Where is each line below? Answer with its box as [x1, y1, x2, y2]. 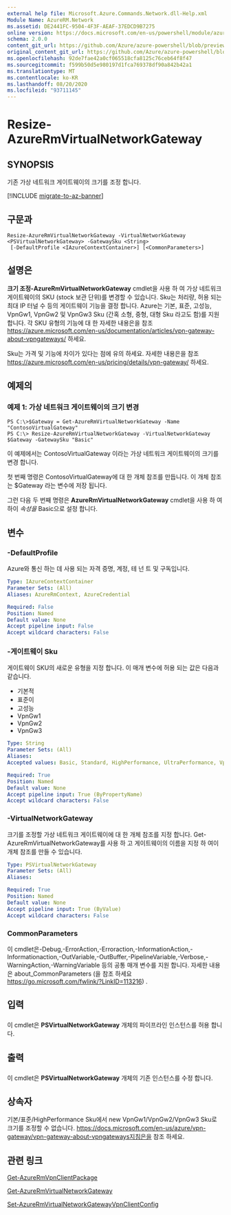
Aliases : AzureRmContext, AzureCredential [7, 591, 131, 598]
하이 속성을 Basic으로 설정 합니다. [7, 505, 98, 513]
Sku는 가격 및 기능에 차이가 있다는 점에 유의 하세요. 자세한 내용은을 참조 [7, 349, 199, 357]
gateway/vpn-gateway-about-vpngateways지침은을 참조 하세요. [7, 1132, 185, 1141]
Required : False [7, 603, 54, 610]
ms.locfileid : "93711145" [7, 87, 81, 94]
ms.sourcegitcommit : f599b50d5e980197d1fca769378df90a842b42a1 [7, 61, 192, 68]
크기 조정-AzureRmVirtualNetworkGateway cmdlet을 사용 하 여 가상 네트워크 [7, 284, 222, 292]
